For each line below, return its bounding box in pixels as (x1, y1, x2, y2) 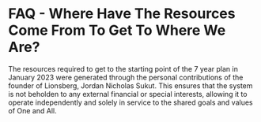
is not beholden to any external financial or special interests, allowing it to (8, 89, 248, 98)
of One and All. (8, 105, 57, 115)
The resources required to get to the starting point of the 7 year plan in (8, 64, 239, 73)
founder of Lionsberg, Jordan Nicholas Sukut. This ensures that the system (8, 80, 253, 91)
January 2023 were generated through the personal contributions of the (8, 72, 244, 82)
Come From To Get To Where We (8, 21, 226, 39)
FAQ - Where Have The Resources (8, 5, 236, 23)
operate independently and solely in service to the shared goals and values (8, 98, 253, 107)
